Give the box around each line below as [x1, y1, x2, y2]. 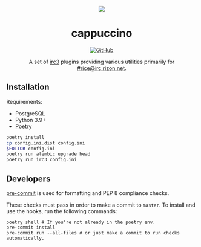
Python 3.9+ [15, 116, 47, 123]
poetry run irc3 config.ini [6, 157, 77, 163]
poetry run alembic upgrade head [6, 151, 91, 157]
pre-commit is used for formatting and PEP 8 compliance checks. [6, 189, 170, 196]
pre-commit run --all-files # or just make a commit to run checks [6, 229, 180, 236]
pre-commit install [6, 224, 56, 231]
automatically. [6, 235, 45, 241]
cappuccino [71, 27, 133, 40]
